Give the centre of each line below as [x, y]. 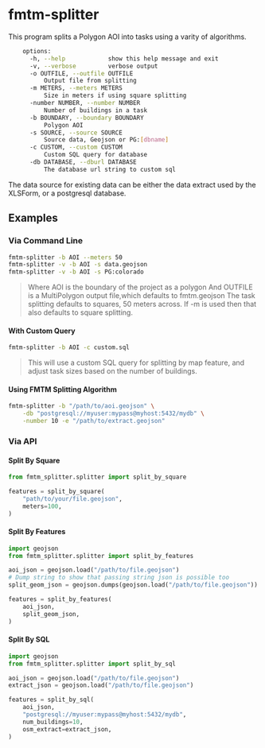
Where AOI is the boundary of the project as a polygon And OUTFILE [140, 287]
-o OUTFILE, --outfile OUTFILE [81, 73]
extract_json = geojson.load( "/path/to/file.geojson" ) [101, 685]
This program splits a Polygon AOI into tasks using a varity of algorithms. [127, 37]
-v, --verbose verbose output [94, 66]
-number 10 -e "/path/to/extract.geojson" [94, 421]
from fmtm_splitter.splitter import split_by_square [97, 477]
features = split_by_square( [57, 492]
